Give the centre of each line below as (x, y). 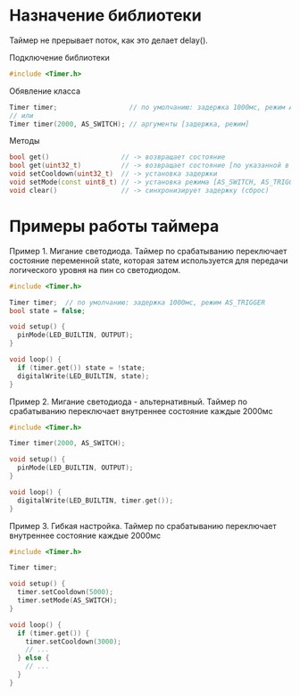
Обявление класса (45, 91)
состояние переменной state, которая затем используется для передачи (149, 261)
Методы (25, 141)
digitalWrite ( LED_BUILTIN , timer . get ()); (96, 501)
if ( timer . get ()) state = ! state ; (81, 368)
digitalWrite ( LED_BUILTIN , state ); (83, 376)
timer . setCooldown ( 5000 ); (66, 592)
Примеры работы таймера (114, 226)
